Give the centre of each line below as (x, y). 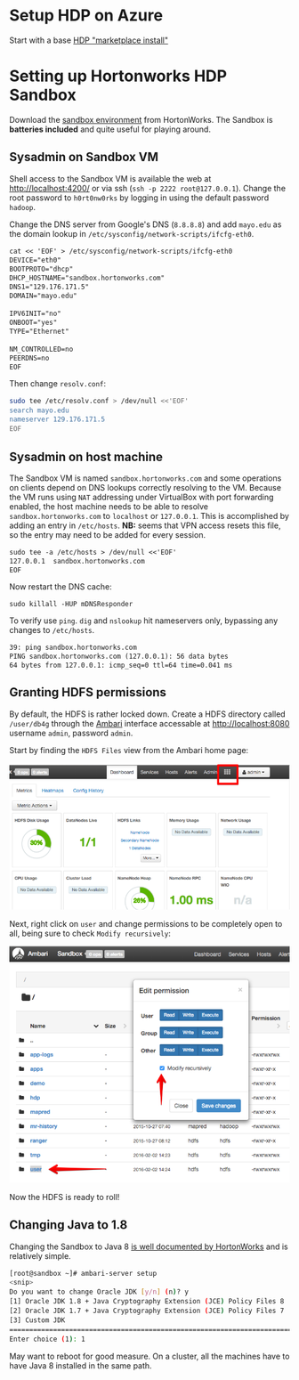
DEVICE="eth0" (36, 260)
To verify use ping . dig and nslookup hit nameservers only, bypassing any (144, 621)
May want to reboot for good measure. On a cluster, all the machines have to (149, 1356)
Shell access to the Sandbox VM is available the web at (110, 178)
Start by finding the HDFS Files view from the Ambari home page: (129, 750)
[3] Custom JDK (37, 1320)
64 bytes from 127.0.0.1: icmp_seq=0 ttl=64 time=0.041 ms (121, 665)
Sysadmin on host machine (86, 456)
